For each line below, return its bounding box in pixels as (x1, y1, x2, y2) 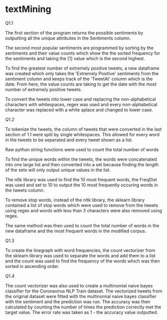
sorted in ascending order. (5, 263, 60, 269)
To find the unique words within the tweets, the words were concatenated (5, 156, 157, 162)
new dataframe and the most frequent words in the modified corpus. (5, 228, 146, 234)
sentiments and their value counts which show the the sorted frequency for (5, 50, 160, 56)
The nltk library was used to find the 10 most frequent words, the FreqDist (5, 176, 157, 182)
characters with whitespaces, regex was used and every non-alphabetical (5, 101, 157, 107)
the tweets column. (5, 187, 45, 193)
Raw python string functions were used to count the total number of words (5, 146, 159, 152)
